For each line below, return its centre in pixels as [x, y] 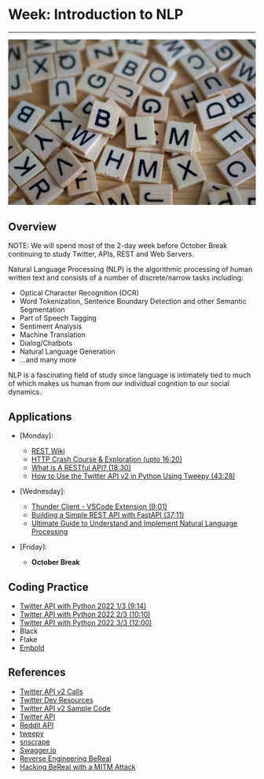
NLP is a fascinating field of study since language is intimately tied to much [130, 375]
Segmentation [42, 310]
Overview [33, 227]
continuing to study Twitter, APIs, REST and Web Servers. [101, 254]
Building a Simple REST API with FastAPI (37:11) [108, 515]
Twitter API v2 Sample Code [65, 708]
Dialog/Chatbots [46, 343]
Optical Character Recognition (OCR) [79, 293]
